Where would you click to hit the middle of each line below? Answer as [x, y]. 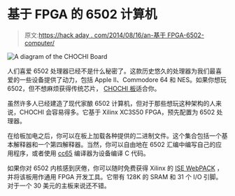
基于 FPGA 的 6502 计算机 [82, 14]
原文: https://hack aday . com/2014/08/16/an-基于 [95, 35]
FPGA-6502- [186, 35]
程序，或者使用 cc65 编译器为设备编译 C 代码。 [81, 153]
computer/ [39, 43]
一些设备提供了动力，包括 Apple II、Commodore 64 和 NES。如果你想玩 [123, 79]
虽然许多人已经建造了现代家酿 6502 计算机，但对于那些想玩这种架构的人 [112, 103]
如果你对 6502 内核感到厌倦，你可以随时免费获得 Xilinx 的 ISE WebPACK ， [115, 168]
